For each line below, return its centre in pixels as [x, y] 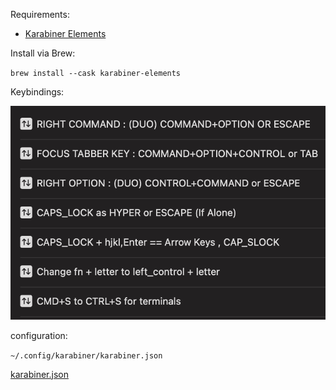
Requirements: [40, 14]
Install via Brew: [43, 53]
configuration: [39, 335]
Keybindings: [37, 92]
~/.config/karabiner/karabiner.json [86, 355]
